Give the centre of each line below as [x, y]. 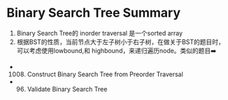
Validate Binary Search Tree [67, 89]
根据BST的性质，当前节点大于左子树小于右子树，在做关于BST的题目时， [121, 42]
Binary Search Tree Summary [94, 13]
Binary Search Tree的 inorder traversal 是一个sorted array [100, 33]
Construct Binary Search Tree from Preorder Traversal [105, 74]
